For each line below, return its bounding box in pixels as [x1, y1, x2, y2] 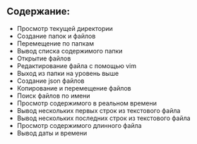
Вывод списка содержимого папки [16, 46, 123, 55]
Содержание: [6, 6, 71, 18]
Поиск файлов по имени [16, 91, 90, 100]
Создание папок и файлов [16, 32, 96, 40]
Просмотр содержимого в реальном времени [16, 98, 157, 107]
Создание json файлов [16, 77, 85, 85]
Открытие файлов [16, 54, 71, 63]
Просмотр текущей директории [16, 24, 114, 32]
